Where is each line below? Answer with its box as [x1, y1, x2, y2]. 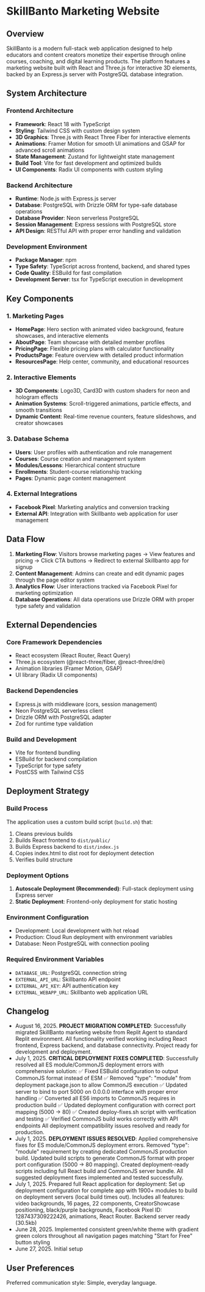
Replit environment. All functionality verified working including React [15, 1035, 187, 1043]
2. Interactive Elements [6, 373, 76, 382]
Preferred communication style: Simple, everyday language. [6, 1279, 157, 1287]
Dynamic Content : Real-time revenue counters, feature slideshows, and [15, 413, 196, 420]
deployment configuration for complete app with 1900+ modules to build [15, 1187, 198, 1194]
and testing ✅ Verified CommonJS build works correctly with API [15, 1115, 179, 1122]
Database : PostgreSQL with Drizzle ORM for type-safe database [15, 201, 178, 209]
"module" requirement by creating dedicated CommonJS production [15, 1148, 187, 1155]
